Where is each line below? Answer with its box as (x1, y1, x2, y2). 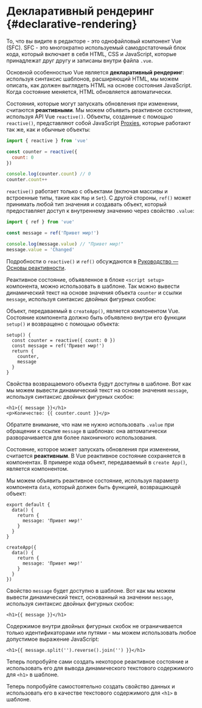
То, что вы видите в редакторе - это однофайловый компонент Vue (6, 37, 182, 45)
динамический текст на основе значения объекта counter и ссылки (6, 288, 183, 296)
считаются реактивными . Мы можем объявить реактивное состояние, (6, 106, 193, 113)
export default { (6, 501, 50, 507)
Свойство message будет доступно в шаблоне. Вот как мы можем (6, 587, 175, 594)
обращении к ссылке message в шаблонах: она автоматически (6, 427, 167, 434)
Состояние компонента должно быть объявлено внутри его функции (6, 313, 186, 321)
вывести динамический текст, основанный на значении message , (6, 593, 173, 601)
